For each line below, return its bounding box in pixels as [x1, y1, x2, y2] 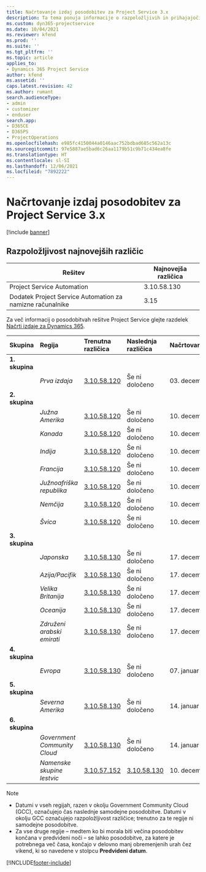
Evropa [39, 666, 61, 675]
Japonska [39, 553, 69, 561]
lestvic [39, 774, 59, 782]
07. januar [169, 666, 199, 675]
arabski [39, 627, 62, 636]
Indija [39, 447, 56, 455]
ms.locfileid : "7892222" [6, 169, 70, 175]
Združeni [39, 619, 66, 628]
